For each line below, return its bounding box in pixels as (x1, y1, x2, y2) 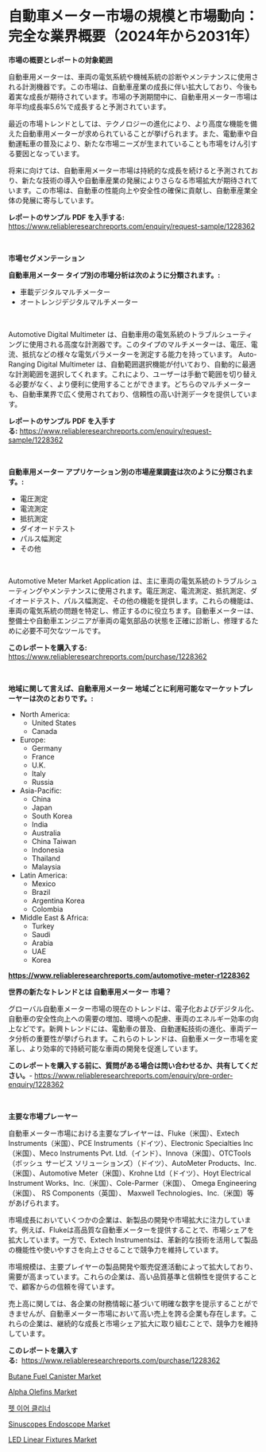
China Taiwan (31, 836, 77, 846)
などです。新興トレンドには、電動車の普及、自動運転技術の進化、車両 (14, 1023, 245, 1033)
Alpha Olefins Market (8, 1387, 78, 1396)
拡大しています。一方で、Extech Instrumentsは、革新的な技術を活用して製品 (8, 1234, 258, 1244)
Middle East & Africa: (19, 912, 89, 922)
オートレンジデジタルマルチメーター (19, 296, 139, 307)
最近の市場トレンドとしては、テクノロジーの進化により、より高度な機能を (8, 119, 251, 128)
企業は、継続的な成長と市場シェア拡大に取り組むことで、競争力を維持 (29, 1318, 259, 1328)
